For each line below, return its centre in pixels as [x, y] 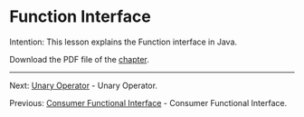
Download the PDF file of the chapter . [79, 59]
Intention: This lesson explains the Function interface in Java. [123, 42]
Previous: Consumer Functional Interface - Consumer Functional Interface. [148, 102]
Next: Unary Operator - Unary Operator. [84, 85]
